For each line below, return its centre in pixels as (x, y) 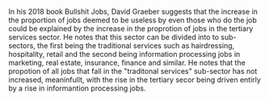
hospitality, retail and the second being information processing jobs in (124, 54)
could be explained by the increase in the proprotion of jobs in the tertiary (131, 28)
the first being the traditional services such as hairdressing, (136, 46)
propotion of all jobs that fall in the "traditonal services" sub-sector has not (133, 71)
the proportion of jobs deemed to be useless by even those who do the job (132, 20)
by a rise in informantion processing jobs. (77, 88)
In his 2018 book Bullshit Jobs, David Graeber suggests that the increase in (133, 12)
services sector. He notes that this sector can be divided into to (114, 37)
